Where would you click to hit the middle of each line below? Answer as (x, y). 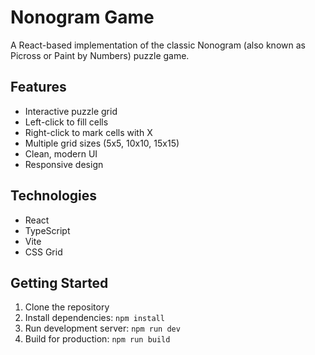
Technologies (54, 196)
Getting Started (59, 282)
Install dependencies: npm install (94, 318)
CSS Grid (43, 252)
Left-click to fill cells (66, 122)
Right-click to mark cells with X (88, 132)
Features (38, 87)
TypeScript (47, 230)
